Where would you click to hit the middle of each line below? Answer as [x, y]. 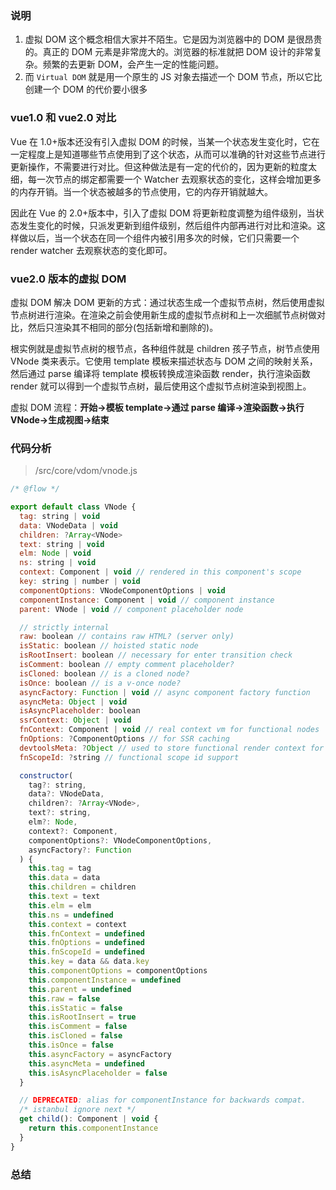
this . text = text [64, 897]
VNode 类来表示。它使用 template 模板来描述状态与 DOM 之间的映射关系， [164, 361]
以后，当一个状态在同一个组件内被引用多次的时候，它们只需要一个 [163, 238]
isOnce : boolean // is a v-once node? [100, 683]
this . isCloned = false [75, 1036]
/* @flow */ [35, 489]
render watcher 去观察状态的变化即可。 [91, 250]
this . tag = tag [60, 868]
